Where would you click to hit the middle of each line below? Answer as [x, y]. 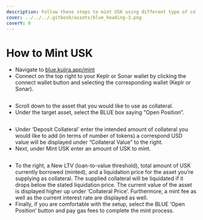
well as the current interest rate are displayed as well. [81, 198]
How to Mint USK [50, 53]
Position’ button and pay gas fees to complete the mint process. [94, 211]
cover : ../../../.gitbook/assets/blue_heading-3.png [74, 18]
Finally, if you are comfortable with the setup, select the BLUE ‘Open [100, 204]
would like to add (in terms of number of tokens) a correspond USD [99, 136]
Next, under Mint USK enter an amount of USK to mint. [83, 149]
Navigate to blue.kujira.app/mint [55, 70]
